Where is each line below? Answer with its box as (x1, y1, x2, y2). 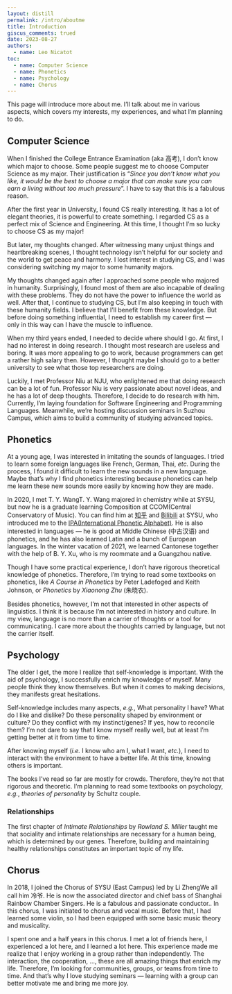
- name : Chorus (13, 81, 57, 88)
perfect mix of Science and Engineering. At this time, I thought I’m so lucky (7, 220, 220, 228)
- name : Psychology (13, 74, 70, 82)
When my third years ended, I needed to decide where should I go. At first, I (7, 334, 224, 342)
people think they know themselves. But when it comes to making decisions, (7, 682, 225, 691)
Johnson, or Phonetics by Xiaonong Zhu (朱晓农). (7, 586, 148, 594)
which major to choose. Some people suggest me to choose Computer (7, 162, 209, 171)
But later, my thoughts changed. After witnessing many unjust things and (7, 241, 215, 249)
